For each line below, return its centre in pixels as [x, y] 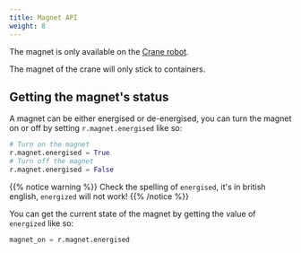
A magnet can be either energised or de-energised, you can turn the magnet [150, 118]
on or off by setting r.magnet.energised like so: [96, 128]
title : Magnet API [43, 17]
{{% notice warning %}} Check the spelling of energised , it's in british [138, 187]
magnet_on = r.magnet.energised [69, 240]
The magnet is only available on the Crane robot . [99, 51]
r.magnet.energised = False [62, 170]
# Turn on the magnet [50, 144]
